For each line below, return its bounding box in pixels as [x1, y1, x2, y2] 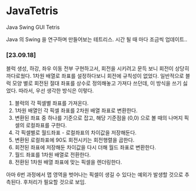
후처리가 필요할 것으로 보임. [23, 179, 87, 186]
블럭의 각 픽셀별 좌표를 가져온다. [14, 100, 89, 107]
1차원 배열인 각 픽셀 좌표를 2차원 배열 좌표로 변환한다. [14, 107, 138, 114]
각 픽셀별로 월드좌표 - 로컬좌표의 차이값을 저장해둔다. [14, 129, 137, 136]
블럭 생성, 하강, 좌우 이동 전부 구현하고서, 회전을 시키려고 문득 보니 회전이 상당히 [6, 65, 190, 72]
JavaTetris [6, 4, 59, 18]
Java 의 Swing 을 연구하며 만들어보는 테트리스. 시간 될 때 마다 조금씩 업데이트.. [6, 35, 187, 42]
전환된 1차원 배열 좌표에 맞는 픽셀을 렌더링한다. [14, 159, 122, 166]
